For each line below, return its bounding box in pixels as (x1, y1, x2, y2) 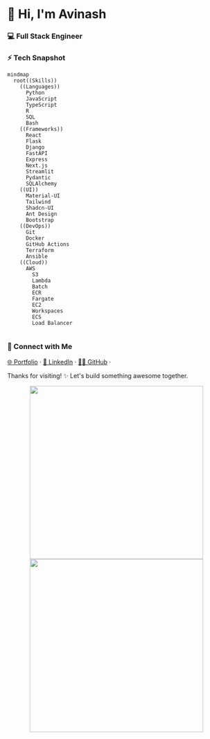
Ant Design (25, 211, 58, 217)
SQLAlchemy (25, 180, 58, 188)
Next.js (25, 162, 49, 169)
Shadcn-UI (25, 204, 54, 212)
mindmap (7, 71, 30, 78)
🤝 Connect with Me (7, 342, 73, 352)
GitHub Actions (25, 241, 70, 248)
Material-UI (25, 193, 60, 199)
